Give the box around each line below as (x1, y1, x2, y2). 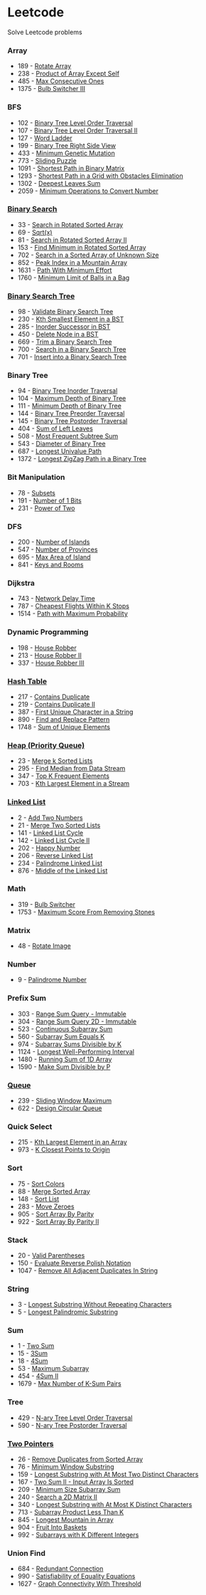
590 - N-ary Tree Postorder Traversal (17, 1421, 127, 1429)
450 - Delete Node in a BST (17, 330, 99, 339)
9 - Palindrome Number (17, 976, 87, 984)
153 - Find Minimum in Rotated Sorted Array (17, 243, 146, 251)
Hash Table (7, 676, 48, 686)
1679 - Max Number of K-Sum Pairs (17, 1379, 122, 1388)
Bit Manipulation (7, 473, 65, 483)
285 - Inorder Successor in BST (17, 322, 111, 331)
